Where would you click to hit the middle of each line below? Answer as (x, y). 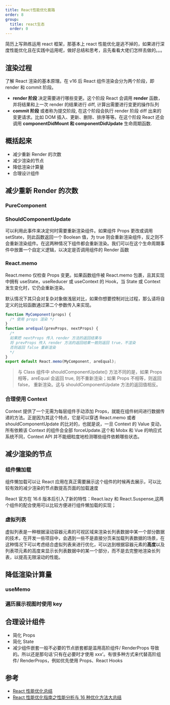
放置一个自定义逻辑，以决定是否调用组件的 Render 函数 (72, 250)
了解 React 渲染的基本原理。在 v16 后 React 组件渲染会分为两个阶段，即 (80, 81)
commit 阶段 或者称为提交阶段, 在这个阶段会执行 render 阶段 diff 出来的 (87, 111)
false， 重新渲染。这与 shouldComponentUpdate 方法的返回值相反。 (89, 385)
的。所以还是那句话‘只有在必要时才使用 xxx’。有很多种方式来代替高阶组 (87, 654)
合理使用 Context (26, 399)
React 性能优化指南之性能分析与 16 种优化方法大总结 (67, 697)
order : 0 (19, 29)
